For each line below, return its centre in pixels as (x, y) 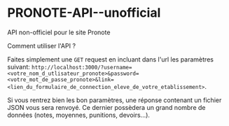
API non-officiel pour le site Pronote (59, 32)
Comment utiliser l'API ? (41, 45)
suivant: (19, 66)
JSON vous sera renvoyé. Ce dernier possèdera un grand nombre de (106, 107)
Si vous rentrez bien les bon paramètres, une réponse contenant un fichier (114, 100)
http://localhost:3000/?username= (82, 67)
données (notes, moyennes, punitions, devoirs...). (79, 115)
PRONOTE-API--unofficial (84, 13)
